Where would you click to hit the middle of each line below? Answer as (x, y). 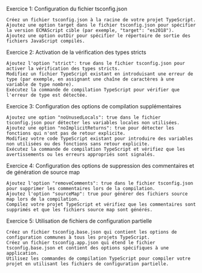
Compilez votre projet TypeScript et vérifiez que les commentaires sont (101, 205)
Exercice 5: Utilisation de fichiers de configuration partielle (79, 221)
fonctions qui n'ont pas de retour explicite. (66, 133)
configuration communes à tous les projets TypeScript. (78, 237)
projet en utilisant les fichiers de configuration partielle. (88, 264)
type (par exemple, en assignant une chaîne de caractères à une (90, 79)
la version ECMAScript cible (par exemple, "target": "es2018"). (90, 30)
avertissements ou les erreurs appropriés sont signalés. (81, 154)
